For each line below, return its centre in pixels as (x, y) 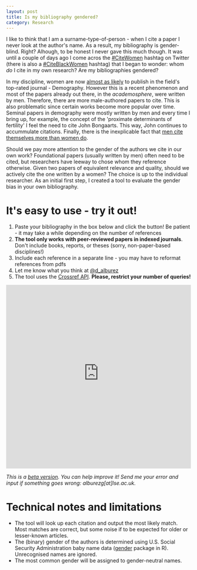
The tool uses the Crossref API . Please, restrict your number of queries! (103, 277)
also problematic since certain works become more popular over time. (91, 107)
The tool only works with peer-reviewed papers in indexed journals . (98, 239)
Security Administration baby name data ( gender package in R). (91, 548)
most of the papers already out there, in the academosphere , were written (96, 94)
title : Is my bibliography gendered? (52, 17)
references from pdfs (40, 264)
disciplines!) (29, 252)
